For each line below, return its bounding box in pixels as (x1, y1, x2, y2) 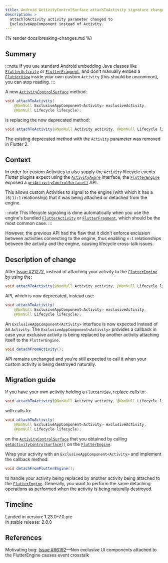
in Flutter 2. (5, 141, 29, 147)
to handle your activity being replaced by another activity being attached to (5, 475, 160, 481)
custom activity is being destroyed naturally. (5, 361, 96, 367)
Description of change (5, 255, 76, 264)
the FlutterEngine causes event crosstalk (5, 552, 89, 558)
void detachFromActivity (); (5, 347, 64, 352)
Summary (5, 50, 36, 58)
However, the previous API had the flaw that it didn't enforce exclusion (5, 230, 150, 236)
